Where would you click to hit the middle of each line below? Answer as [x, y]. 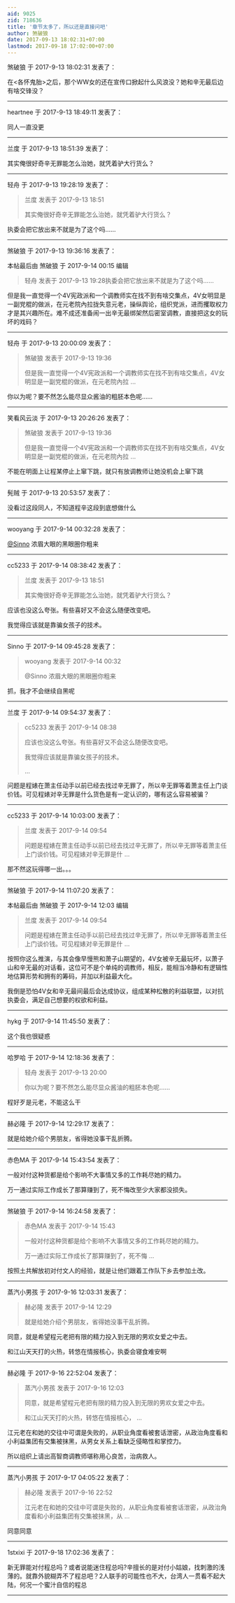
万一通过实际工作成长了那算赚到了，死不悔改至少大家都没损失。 [99, 1190]
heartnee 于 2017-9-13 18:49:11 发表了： [65, 112]
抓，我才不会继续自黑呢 [41, 691]
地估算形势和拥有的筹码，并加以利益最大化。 [72, 976]
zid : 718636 [24, 20]
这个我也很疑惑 [29, 1036]
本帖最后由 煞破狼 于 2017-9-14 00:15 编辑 [68, 266]
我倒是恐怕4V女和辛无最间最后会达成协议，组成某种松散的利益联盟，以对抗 [115, 991]
